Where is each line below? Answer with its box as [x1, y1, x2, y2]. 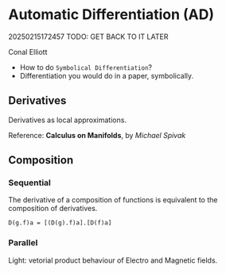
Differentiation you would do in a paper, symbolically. [19, 71, 194, 80]
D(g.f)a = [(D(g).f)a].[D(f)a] [8, 219, 112, 227]
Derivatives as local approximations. [8, 115, 127, 125]
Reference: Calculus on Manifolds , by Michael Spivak [8, 130, 186, 140]
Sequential [8, 177, 52, 188]
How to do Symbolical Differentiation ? [19, 62, 153, 72]
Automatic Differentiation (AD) [8, 6, 215, 24]
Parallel [8, 237, 38, 248]
